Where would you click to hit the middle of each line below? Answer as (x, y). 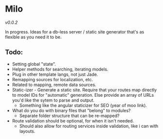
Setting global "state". (34, 64)
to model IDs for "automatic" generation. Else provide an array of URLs (83, 95)
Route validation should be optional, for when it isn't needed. (73, 121)
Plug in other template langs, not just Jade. (55, 74)
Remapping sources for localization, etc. (53, 79)
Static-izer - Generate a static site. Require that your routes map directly (84, 90)
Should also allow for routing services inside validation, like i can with (89, 126)
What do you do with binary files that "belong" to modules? (71, 110)
